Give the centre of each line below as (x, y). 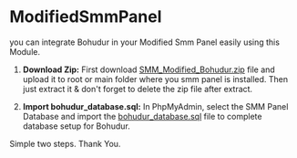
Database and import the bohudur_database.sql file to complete (142, 116)
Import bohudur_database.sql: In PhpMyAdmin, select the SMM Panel (155, 106)
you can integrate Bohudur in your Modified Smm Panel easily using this (145, 42)
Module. (25, 51)
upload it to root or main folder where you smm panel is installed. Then (155, 79)
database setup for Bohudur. (76, 126)
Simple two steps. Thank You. (65, 143)
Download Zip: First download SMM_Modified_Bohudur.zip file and (148, 69)
